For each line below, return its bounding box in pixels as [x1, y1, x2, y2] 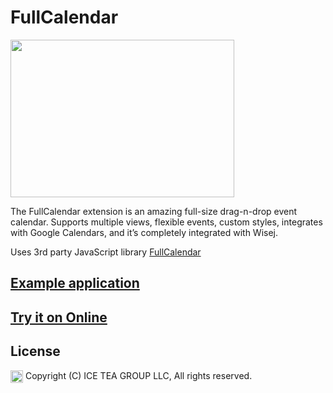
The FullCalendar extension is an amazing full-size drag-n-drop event [10, 205, 298, 217]
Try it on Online [10, 309, 108, 326]
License [10, 343, 61, 360]
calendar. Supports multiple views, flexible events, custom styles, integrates [10, 216, 323, 228]
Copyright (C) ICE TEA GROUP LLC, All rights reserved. [24, 369, 253, 381]
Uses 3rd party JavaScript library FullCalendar [10, 246, 202, 258]
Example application [10, 275, 140, 292]
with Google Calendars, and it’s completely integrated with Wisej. [10, 226, 279, 238]
